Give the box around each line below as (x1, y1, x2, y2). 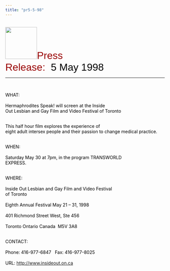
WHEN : (5, 144, 21, 150)
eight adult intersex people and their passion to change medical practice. (5, 128, 158, 134)
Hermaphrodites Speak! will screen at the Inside (5, 102, 105, 109)
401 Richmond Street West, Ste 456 (5, 212, 79, 218)
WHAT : (5, 92, 20, 98)
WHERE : (5, 175, 23, 181)
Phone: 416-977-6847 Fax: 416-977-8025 (5, 249, 95, 255)
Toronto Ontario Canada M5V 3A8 (5, 223, 77, 229)
